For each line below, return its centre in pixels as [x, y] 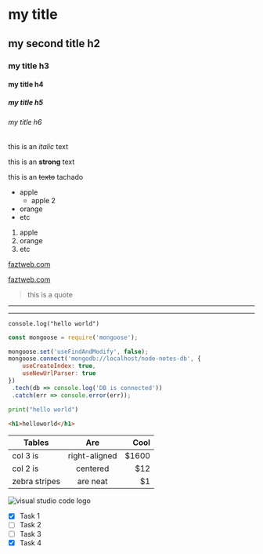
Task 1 [30, 516]
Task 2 [30, 525]
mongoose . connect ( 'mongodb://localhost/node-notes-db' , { [104, 359]
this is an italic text [38, 146]
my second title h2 [54, 44]
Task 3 [30, 534]
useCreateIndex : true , [59, 366]
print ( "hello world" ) [43, 410]
